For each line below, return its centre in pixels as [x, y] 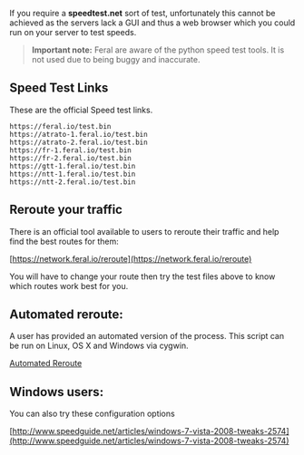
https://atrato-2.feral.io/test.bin [78, 142]
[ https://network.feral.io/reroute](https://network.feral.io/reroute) [131, 258]
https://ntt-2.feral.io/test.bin [73, 182]
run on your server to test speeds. [73, 32]
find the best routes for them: [64, 241]
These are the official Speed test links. [81, 110]
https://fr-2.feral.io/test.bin [70, 158]
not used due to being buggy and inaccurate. [116, 59]
